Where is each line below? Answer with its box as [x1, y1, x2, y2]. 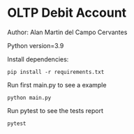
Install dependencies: [7, 54, 69, 64]
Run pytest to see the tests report [7, 106, 103, 114]
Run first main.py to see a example [7, 80, 107, 89]
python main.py [7, 94, 52, 101]
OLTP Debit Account [7, 5, 127, 21]
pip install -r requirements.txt [7, 68, 105, 75]
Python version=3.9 [7, 41, 64, 50]
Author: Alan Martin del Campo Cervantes [7, 28, 128, 36]
